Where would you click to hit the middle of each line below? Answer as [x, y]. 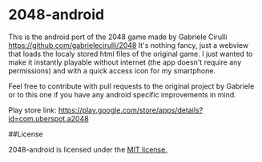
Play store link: [32, 110]
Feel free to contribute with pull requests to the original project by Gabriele [131, 86]
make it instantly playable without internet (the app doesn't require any [125, 62]
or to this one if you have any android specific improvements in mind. [122, 94]
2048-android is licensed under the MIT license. [88, 149]
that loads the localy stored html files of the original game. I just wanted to [131, 53]
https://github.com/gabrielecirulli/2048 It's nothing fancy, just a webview [129, 45]
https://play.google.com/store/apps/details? [131, 110]
